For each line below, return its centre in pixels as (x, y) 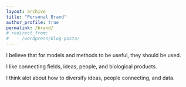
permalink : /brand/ (30, 28)
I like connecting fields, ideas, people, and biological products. (82, 67)
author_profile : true (33, 22)
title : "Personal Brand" (36, 17)
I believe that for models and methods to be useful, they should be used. (94, 55)
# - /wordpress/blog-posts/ (43, 39)
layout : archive (26, 11)
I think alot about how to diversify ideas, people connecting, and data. (90, 78)
